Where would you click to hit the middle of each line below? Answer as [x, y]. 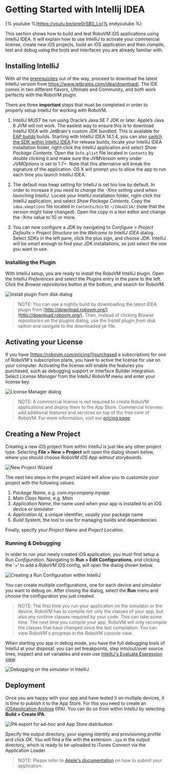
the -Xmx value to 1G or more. [44, 217]
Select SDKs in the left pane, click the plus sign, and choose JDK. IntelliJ [89, 238]
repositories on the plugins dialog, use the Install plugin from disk [87, 321]
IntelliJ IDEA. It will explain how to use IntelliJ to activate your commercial [82, 39]
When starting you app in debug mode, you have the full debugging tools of [85, 643]
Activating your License [44, 342]
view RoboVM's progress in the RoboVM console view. [75, 633]
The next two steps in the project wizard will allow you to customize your [82, 477]
